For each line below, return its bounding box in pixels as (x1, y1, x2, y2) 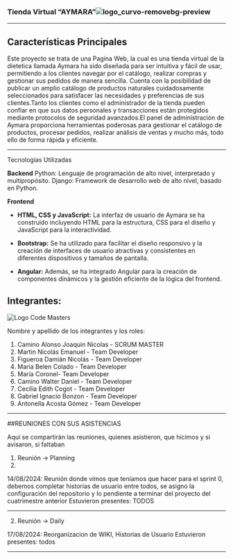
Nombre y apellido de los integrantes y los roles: (7, 327, 146, 335)
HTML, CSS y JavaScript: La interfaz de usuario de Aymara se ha (17, 211, 205, 219)
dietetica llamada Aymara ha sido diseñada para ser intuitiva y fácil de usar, (7, 62, 223, 70)
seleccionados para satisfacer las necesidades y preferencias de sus (7, 91, 205, 100)
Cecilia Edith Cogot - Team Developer (17, 384, 126, 393)
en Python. (7, 184, 38, 193)
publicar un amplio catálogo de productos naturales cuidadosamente (7, 84, 205, 92)
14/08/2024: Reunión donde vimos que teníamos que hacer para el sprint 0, (7, 474, 224, 483)
